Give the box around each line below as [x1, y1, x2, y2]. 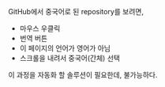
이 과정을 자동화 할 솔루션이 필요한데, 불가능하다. [8, 70, 158, 79]
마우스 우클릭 [19, 24, 61, 33]
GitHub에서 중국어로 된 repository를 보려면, [8, 7, 144, 16]
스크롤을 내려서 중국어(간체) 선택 [19, 54, 121, 62]
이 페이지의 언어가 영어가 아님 [19, 43, 111, 53]
